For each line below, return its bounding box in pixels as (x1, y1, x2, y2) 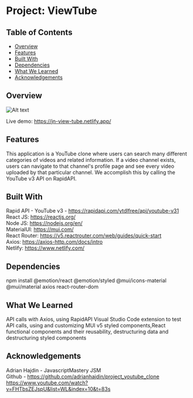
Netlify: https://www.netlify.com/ (6, 244, 85, 252)
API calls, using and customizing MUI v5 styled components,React (6, 322, 166, 329)
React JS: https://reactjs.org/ (6, 213, 76, 220)
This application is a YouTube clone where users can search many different (6, 150, 187, 157)
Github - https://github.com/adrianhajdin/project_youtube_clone (6, 373, 160, 380)
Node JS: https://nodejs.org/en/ (6, 220, 83, 227)
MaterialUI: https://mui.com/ (6, 226, 74, 233)
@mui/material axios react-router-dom (6, 283, 99, 290)
